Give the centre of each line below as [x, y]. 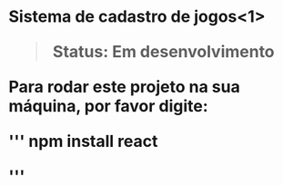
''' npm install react [83, 141]
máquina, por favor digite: [108, 107]
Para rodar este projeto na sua [124, 87]
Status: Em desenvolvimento [163, 52]
